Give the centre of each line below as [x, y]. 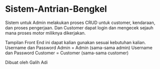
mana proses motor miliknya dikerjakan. [46, 33]
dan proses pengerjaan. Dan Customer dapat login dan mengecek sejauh [79, 27]
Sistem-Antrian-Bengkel [56, 9]
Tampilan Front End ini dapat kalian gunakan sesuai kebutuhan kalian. [76, 42]
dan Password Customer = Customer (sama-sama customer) [67, 53]
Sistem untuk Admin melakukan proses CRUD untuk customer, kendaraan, [80, 23]
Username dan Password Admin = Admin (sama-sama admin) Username [79, 47]
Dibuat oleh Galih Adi [26, 62]
